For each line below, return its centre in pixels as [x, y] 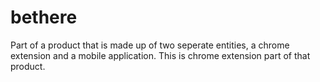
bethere [44, 17]
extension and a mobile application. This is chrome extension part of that [160, 55]
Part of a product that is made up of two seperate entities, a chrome [150, 45]
